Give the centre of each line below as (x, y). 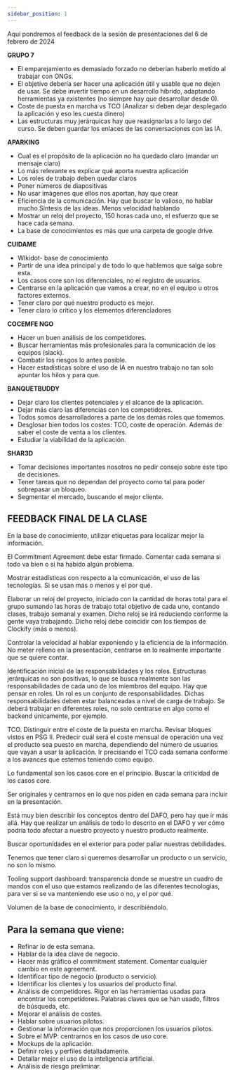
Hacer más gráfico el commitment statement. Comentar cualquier (112, 962)
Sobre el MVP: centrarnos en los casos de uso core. (93, 1036)
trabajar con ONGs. (45, 76)
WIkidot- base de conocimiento (63, 258)
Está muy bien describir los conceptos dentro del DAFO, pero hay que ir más (118, 815)
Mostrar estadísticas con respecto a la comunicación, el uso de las (104, 578)
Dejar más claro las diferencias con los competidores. (95, 410)
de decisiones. (39, 474)
